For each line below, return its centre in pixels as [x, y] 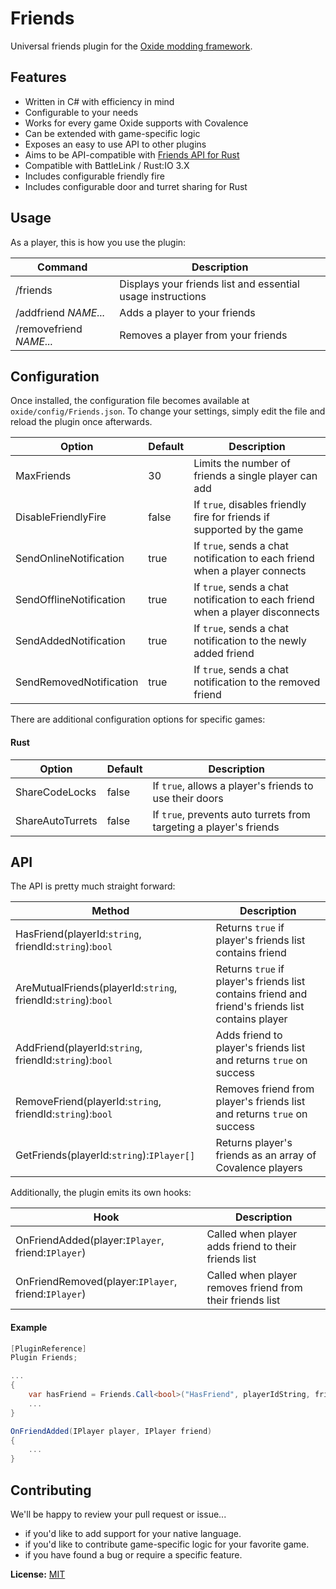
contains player [251, 1019]
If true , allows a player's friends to [233, 785]
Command [62, 267]
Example [29, 1327]
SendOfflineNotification [70, 600]
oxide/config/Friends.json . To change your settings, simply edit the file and [168, 411]
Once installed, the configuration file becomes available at [130, 401]
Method [110, 911]
